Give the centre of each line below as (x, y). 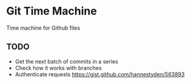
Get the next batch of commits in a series (66, 61)
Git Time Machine (52, 11)
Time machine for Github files (43, 28)
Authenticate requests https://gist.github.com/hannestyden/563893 (100, 74)
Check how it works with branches (58, 68)
